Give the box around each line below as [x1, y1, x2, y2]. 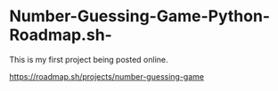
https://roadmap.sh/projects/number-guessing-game [9, 71, 205, 81]
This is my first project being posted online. [9, 54, 168, 64]
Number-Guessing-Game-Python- [9, 6, 270, 27]
